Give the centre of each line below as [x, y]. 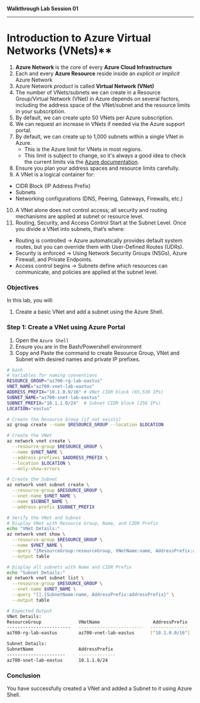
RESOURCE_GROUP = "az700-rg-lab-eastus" [55, 381]
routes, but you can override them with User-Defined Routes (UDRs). [99, 246]
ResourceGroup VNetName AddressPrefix [97, 622]
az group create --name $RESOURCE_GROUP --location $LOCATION [85, 425]
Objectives [23, 287]
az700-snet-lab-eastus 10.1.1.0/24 [58, 660]
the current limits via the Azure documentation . [82, 161]
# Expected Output [29, 611]
